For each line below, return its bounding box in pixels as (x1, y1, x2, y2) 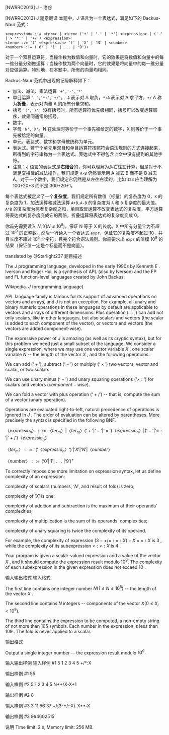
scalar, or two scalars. (5, 366, 51, 372)
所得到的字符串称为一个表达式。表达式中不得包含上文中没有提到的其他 (12, 151, 158, 157)
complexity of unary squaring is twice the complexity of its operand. (5, 528, 147, 534)
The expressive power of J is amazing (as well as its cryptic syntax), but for (5, 335, 162, 341)
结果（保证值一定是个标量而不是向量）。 (5, 242, 87, 248)
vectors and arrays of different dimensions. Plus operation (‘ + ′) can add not (5, 309, 163, 315)
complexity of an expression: (5, 474, 65, 480)
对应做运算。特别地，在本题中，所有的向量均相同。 (5, 67, 111, 73)
